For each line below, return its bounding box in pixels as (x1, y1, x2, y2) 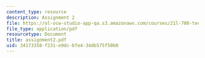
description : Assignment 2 (6, 14, 75, 21)
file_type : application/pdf (6, 25, 78, 32)
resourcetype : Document (6, 31, 67, 37)
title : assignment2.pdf (6, 37, 67, 43)
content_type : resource (6, 8, 67, 15)
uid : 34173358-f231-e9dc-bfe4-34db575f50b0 (6, 43, 119, 49)
